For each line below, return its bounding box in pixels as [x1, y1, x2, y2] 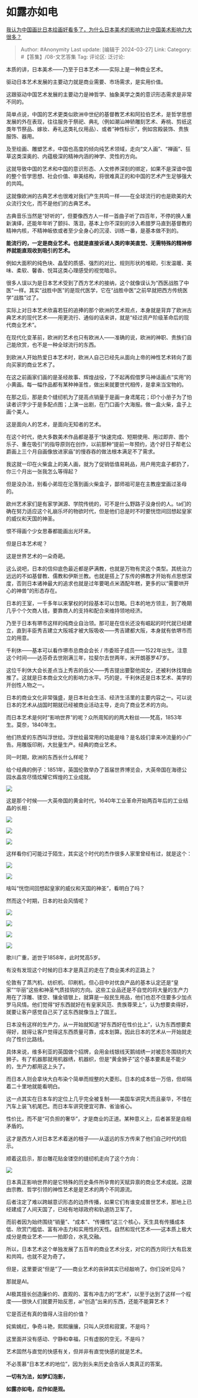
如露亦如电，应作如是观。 [6, 1385, 68, 1392]
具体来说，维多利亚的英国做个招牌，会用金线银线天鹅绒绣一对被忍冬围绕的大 [6, 1048, 192, 1055]
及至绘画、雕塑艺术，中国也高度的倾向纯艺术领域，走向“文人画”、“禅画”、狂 [6, 145, 191, 152]
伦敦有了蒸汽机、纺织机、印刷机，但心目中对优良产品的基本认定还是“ [6, 979, 174, 986]
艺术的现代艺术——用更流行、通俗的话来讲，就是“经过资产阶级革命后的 [11, 313, 184, 321]
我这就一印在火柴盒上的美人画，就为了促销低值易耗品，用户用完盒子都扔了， [6, 460, 192, 467]
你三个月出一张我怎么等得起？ [6, 468, 78, 475]
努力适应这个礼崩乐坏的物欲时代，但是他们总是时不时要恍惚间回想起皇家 [16, 507, 192, 514]
